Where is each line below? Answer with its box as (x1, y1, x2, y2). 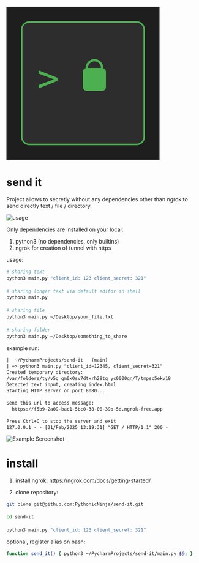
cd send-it (6, 514, 34, 520)
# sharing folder (6, 327, 51, 333)
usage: (6, 256, 24, 263)
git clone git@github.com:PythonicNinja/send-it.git (6, 501, 144, 507)
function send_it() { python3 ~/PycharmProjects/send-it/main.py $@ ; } (6, 550, 193, 557)
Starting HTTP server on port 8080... (6, 387, 105, 393)
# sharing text (6, 269, 45, 275)
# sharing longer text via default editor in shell (6, 288, 141, 294)
